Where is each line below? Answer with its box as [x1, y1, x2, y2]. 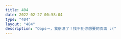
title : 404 [5, 7, 29, 13]
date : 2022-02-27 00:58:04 [5, 12, 63, 17]
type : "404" [5, 17, 31, 22]
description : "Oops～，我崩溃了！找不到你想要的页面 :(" [5, 26, 116, 31]
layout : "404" [5, 21, 36, 27]
